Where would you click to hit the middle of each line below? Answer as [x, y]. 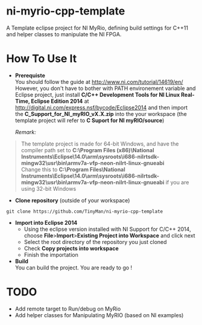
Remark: [25, 132]
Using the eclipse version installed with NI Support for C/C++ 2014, [107, 229]
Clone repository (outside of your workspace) [72, 200]
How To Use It [42, 59]
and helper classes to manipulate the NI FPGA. [64, 34]
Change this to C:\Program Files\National [73, 169]
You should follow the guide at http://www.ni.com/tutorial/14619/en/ [99, 82]
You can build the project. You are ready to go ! [74, 268]
